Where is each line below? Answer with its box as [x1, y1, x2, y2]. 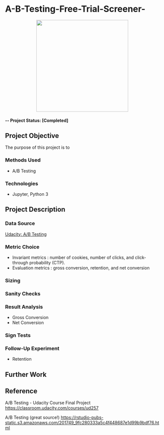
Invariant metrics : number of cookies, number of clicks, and [12, 254, 134, 260]
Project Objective [5, 131, 59, 140]
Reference [5, 387, 38, 395]
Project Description [5, 206, 66, 214]
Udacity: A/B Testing [5, 231, 47, 237]
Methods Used [5, 157, 41, 163]
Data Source [5, 220, 35, 227]
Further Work [5, 370, 47, 379]
